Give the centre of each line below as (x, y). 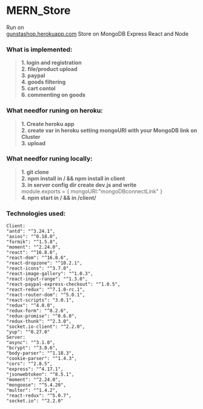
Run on (15, 27)
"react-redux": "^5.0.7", (39, 396)
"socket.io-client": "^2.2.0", (46, 327)
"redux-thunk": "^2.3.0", (39, 322)
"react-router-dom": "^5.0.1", (46, 295)
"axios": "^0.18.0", (32, 237)
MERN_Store (38, 11)
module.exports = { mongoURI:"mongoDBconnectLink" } (92, 191)
